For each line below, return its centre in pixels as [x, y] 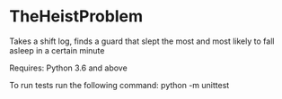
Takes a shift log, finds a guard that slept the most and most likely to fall [142, 41]
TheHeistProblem [76, 16]
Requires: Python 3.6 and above [68, 68]
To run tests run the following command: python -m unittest [119, 85]
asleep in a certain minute [57, 50]
